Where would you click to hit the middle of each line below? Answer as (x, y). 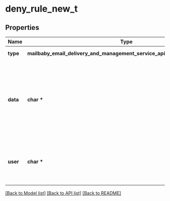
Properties (22, 28)
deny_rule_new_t (41, 9)
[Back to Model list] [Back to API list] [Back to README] (63, 193)
